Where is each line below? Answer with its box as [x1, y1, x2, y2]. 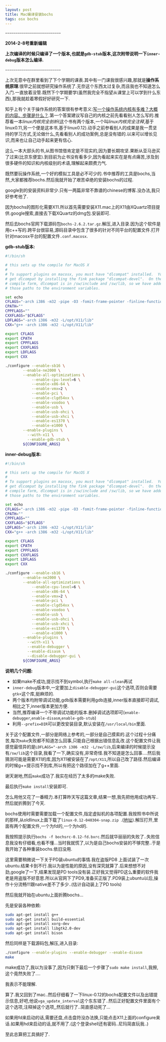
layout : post [5, 7, 32, 12]
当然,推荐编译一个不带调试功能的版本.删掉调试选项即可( [12, 709, 125, 715]
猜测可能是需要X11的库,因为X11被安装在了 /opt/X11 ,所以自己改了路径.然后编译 [5, 756, 161, 762]
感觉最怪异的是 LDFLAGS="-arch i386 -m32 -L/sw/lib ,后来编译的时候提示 [5, 744, 151, 750]
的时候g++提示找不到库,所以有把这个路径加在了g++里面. [5, 762, 120, 768]
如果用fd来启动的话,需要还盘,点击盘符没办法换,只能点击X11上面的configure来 [5, 1014, 161, 1020]
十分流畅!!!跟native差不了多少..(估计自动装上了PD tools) [9, 881, 122, 887]
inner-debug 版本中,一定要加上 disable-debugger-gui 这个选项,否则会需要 [12, 685, 157, 691]
